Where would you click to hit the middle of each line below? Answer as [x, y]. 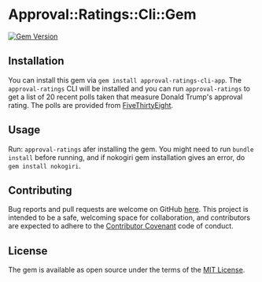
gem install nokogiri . [44, 165]
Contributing [40, 190]
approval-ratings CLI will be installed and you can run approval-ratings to [129, 88]
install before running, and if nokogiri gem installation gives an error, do [127, 157]
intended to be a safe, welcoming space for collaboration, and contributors [129, 217]
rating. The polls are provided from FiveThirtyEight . [91, 105]
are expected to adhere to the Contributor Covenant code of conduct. [121, 226]
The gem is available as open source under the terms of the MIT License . [127, 270]
